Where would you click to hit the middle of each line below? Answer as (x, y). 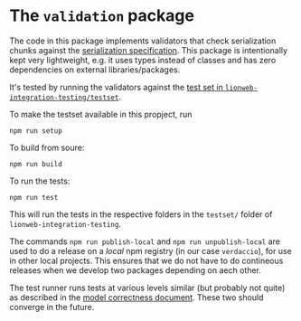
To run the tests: (40, 181)
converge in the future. (52, 307)
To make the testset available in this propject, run (101, 114)
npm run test (34, 197)
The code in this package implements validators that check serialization (143, 41)
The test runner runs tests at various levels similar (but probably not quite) (147, 288)
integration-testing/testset (64, 97)
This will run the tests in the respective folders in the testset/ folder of (141, 214)
